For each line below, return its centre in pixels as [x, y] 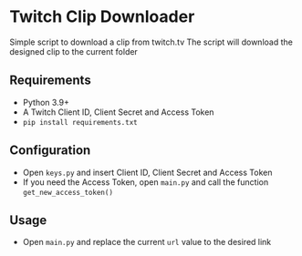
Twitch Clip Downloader [102, 17]
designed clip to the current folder [74, 51]
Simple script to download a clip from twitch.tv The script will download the [151, 42]
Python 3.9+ [46, 102]
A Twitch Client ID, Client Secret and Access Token [118, 112]
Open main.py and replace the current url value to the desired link [147, 242]
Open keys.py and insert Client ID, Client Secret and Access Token [147, 172]
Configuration [50, 151]
